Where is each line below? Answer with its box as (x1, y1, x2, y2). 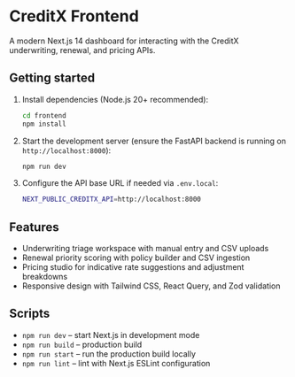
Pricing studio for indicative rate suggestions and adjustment (21, 262, 245, 273)
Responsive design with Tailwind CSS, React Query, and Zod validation (21, 281, 281, 291)
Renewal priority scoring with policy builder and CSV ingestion (21, 252, 251, 263)
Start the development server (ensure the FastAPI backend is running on (21, 135, 286, 146)
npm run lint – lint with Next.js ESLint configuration (21, 358, 211, 368)
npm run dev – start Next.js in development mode (21, 329, 200, 340)
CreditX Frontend (9, 6, 139, 27)
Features (9, 219, 59, 235)
